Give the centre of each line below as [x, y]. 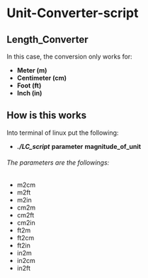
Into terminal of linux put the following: [63, 133]
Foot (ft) [29, 86]
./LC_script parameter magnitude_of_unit [79, 146]
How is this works [47, 115]
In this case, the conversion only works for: [69, 56]
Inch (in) [29, 93]
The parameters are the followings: [58, 163]
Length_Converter [48, 40]
